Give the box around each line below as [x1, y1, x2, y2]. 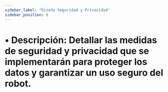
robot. [5, 78, 32, 89]
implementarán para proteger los [5, 56, 148, 67]
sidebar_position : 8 [5, 12, 49, 17]
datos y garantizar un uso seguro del [5, 67, 164, 78]
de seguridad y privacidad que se [5, 45, 149, 57]
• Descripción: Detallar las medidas [5, 34, 157, 46]
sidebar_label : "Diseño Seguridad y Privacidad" [5, 7, 110, 13]
